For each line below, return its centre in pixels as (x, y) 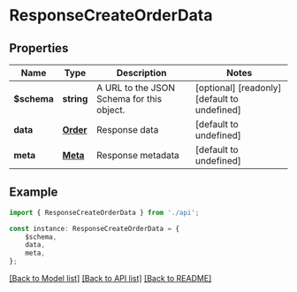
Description (141, 73)
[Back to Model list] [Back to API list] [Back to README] (110, 279)
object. (111, 110)
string (75, 99)
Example (34, 192)
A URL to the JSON (136, 88)
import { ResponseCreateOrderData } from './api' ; (104, 212)
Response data (128, 130)
